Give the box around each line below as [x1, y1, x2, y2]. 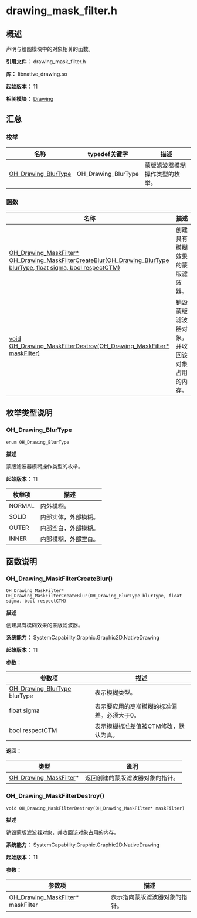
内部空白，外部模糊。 [40, 523, 100, 532]
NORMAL [9, 501, 35, 509]
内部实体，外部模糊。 [40, 513, 100, 521]
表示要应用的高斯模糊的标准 [94, 702, 172, 710]
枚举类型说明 [6, 408, 53, 418]
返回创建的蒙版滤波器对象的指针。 [84, 774, 179, 782]
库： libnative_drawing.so [6, 70, 67, 77]
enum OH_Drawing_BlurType [6, 439, 69, 445]
